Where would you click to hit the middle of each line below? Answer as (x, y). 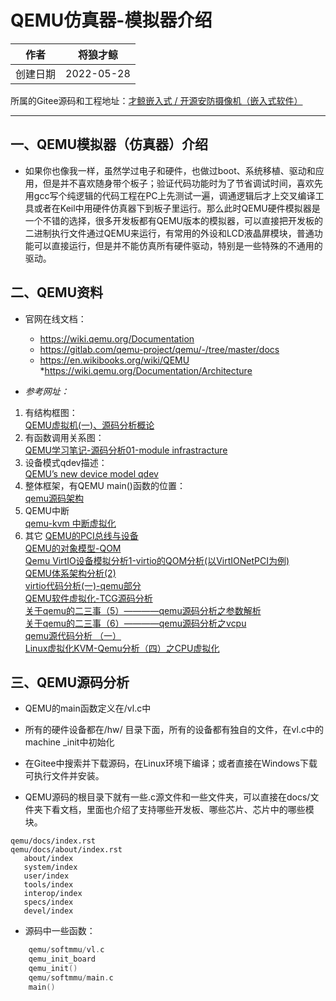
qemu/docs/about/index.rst (66, 850)
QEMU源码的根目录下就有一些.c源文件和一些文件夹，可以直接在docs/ (167, 797)
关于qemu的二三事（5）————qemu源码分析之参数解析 (143, 610)
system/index (50, 867)
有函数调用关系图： (64, 437)
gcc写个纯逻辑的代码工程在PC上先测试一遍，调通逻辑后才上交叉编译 (174, 195)
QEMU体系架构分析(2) (70, 573)
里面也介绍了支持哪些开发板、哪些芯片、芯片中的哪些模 (200, 810)
